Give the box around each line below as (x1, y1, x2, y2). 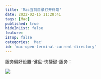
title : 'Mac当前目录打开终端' (5, 7, 62, 12)
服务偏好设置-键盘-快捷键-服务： (5, 58, 73, 65)
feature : (5, 30, 23, 35)
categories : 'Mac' (5, 40, 43, 45)
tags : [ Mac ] (5, 16, 30, 21)
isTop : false (5, 35, 32, 40)
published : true (5, 21, 39, 26)
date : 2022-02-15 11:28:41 (5, 12, 61, 17)
